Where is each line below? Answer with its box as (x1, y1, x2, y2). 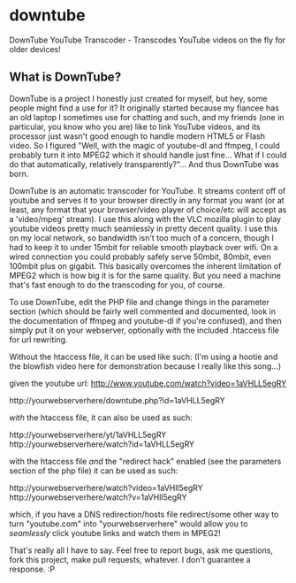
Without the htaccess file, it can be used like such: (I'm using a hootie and (9, 351, 278, 362)
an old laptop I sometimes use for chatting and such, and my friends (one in (9, 111, 285, 122)
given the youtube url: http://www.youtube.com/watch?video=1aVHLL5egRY (9, 378, 287, 388)
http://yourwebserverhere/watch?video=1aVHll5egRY (9, 482, 203, 493)
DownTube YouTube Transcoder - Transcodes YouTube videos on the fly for (9, 35, 286, 45)
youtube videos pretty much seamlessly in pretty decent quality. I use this (9, 223, 278, 234)
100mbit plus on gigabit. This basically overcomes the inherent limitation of (9, 260, 282, 271)
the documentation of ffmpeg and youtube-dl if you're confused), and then (9, 315, 283, 326)
